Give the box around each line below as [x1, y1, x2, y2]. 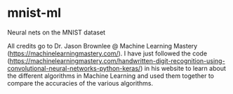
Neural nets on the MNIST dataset [7, 28, 106, 36]
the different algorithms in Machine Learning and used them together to [7, 72, 214, 80]
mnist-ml [7, 5, 62, 21]
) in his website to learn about [140, 64, 226, 72]
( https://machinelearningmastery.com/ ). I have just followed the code [7, 49, 208, 58]
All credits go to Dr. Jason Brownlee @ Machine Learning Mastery [7, 41, 198, 50]
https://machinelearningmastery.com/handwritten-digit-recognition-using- [9, 56, 226, 65]
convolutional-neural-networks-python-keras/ [7, 64, 141, 72]
